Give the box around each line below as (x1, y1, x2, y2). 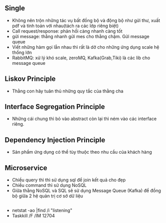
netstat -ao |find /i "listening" (12, 207, 72, 213)
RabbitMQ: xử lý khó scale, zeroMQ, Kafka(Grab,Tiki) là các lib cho (12, 55, 150, 61)
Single (5, 4, 25, 13)
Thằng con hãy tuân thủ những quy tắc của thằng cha (12, 88, 124, 94)
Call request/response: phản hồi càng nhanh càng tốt (12, 28, 123, 34)
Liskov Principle (5, 75, 56, 83)
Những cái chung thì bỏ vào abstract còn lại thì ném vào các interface (12, 116, 157, 122)
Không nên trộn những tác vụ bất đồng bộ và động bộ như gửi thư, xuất (12, 17, 160, 23)
